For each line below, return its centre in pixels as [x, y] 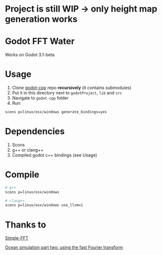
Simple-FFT [17, 238]
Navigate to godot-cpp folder [40, 98]
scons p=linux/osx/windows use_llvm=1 [44, 205]
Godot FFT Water [40, 41]
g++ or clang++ [28, 150]
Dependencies [35, 131]
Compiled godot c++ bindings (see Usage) [55, 155]
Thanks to [26, 225]
